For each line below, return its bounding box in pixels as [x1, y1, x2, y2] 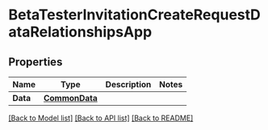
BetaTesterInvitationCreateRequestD [8, 6, 261, 24]
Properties [8, 55, 63, 69]
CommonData [43, 93, 98, 103]
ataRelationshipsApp [8, 23, 153, 41]
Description [105, 79, 152, 90]
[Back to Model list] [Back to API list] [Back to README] [8, 113, 194, 123]
